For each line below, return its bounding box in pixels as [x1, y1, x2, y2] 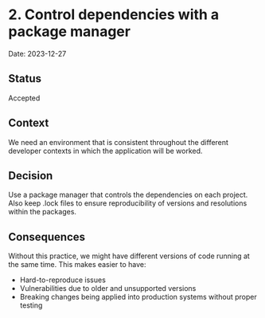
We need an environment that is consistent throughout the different [8, 137, 229, 147]
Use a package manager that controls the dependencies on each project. [8, 190, 248, 200]
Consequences [8, 230, 86, 244]
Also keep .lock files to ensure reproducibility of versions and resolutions [8, 198, 247, 208]
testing [19, 300, 43, 310]
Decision [8, 169, 53, 183]
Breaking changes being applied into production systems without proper [19, 292, 257, 302]
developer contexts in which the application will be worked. [8, 146, 203, 155]
